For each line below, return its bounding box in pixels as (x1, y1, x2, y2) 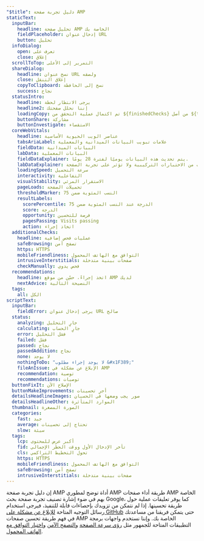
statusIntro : (12, 94, 45, 100)
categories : (12, 410, 42, 416)
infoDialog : (12, 43, 42, 49)
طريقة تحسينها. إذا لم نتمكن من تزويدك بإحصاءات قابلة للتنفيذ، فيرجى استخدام (6, 502, 182, 509)
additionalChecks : (12, 229, 59, 235)
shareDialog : (12, 65, 45, 72)
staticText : (6, 15, 36, 21)
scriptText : (6, 297, 36, 303)
